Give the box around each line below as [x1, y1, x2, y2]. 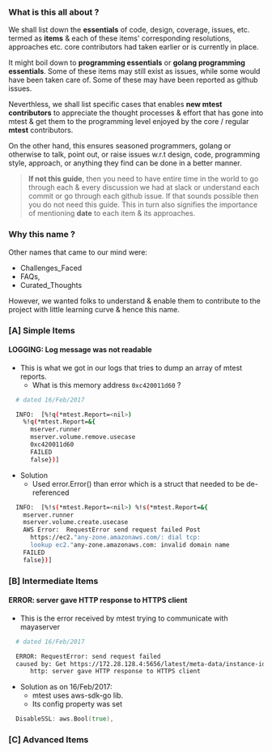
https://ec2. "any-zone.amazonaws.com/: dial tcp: [29, 534, 201, 542]
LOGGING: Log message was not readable [8, 345, 152, 355]
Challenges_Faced [19, 263, 83, 273]
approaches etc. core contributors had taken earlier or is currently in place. [8, 42, 259, 52]
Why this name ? [8, 229, 75, 240]
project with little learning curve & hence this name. [8, 304, 181, 314]
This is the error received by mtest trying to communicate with [19, 613, 228, 623]
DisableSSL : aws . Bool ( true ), [15, 715, 114, 724]
